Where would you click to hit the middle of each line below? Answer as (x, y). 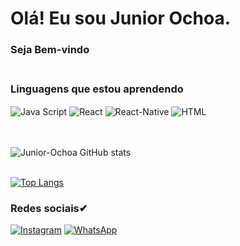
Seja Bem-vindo (50, 50)
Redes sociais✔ (49, 208)
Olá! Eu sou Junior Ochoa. (121, 18)
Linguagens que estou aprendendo (97, 89)
